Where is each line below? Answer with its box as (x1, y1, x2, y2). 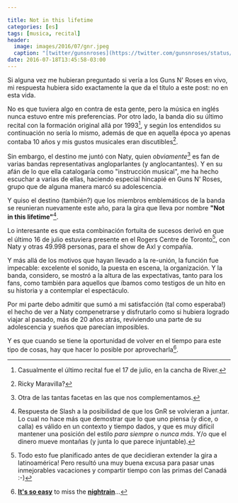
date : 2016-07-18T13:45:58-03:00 (7, 56, 106, 64)
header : (7, 36, 30, 43)
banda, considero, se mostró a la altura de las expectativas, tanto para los (7, 271, 223, 280)
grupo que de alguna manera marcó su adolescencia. (7, 182, 164, 190)
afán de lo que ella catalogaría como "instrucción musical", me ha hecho (7, 167, 219, 175)
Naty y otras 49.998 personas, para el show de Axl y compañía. (7, 242, 193, 251)
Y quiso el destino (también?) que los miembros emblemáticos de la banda (7, 196, 225, 205)
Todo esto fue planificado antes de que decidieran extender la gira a (17, 450, 217, 459)
